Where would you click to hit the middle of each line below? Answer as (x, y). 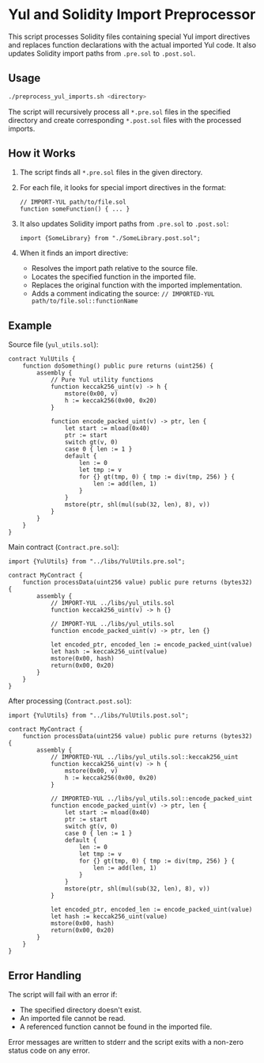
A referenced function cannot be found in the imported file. (116, 1027)
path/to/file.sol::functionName (85, 301)
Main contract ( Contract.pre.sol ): (64, 547)
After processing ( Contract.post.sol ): (70, 701)
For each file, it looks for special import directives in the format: (123, 188)
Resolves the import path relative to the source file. (115, 269)
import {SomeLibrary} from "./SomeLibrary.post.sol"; (110, 238)
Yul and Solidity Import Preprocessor (132, 15)
